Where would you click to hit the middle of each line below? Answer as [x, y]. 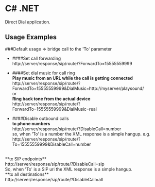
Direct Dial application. [28, 22]
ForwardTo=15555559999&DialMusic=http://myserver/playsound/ [78, 88]
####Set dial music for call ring [43, 73]
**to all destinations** [27, 174]
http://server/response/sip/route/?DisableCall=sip [55, 164]
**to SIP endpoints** [26, 159]
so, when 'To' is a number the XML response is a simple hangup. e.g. [81, 134]
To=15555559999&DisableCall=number [52, 144]
